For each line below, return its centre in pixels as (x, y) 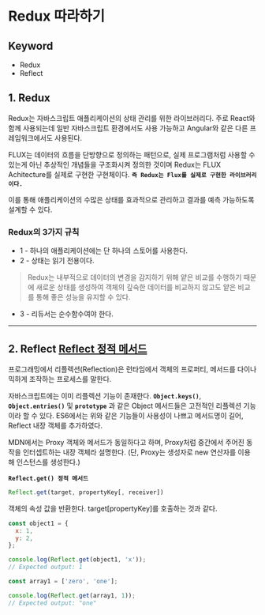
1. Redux (29, 98)
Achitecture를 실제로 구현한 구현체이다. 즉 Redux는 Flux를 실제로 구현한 (117, 174)
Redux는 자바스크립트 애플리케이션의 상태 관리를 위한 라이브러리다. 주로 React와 (132, 118)
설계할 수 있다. (30, 209)
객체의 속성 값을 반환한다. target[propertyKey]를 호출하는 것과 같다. (113, 508)
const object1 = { (38, 523)
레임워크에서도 (31, 138)
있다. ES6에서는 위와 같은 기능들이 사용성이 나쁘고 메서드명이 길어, (141, 415)
